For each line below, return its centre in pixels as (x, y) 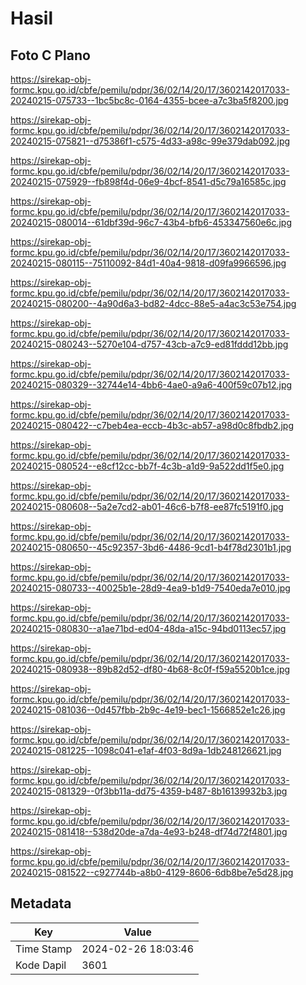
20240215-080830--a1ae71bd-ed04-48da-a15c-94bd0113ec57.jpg (148, 628)
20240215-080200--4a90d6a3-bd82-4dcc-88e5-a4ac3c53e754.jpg (153, 303)
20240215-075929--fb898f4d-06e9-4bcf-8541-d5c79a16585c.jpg (148, 181)
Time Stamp (44, 949)
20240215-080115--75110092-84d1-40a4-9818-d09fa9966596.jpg (148, 263)
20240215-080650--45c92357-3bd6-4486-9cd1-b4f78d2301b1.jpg (151, 547)
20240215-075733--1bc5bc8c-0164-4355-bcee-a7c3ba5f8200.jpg (149, 100)
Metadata (41, 903)
